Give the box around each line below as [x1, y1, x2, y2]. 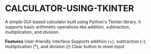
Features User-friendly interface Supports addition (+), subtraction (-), [5, 38, 147, 44]
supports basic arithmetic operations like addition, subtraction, [5, 24, 130, 29]
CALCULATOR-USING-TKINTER [5, 3, 134, 14]
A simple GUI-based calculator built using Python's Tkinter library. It [5, 19, 141, 25]
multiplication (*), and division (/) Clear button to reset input [5, 43, 125, 49]
